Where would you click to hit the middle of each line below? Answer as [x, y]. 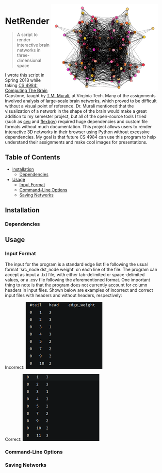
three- [23, 55]
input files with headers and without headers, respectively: [64, 295]
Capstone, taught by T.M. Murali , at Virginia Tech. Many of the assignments [81, 95]
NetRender [27, 21]
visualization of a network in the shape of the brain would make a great [76, 111]
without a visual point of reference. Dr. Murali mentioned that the [70, 106]
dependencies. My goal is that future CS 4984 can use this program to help [81, 137]
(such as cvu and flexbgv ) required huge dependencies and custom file [76, 121]
